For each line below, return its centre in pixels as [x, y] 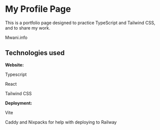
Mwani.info [16, 37]
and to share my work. [28, 28]
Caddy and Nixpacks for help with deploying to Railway [61, 122]
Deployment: [19, 103]
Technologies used [35, 53]
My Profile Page [38, 9]
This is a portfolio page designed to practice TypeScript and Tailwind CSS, [80, 23]
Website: [14, 65]
